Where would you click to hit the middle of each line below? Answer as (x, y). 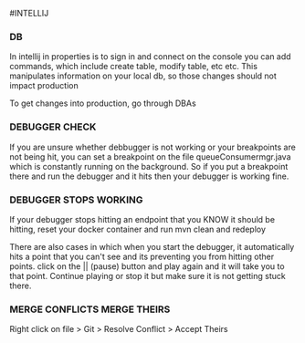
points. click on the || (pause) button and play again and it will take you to (147, 266)
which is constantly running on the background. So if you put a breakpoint (149, 166)
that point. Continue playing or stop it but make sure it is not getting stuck (147, 275)
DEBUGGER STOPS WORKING (76, 200)
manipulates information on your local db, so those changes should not (143, 76)
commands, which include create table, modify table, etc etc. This (134, 67)
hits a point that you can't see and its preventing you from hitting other (142, 256)
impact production (44, 86)
